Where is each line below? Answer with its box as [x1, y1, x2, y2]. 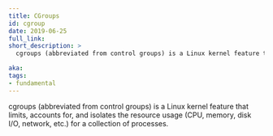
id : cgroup [8, 19, 45, 28]
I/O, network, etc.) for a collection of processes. [8, 118, 169, 128]
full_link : [8, 34, 45, 43]
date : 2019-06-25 [8, 27, 67, 35]
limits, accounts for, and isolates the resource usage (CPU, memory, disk [8, 110, 252, 120]
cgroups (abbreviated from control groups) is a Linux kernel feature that [8, 101, 249, 111]
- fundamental [8, 79, 57, 87]
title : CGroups [8, 11, 60, 20]
